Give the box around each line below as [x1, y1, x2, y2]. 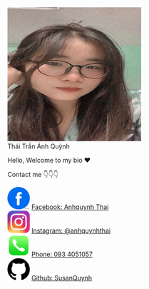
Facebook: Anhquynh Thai [31, 203, 109, 211]
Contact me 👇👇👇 [7, 171, 58, 178]
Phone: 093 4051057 [31, 250, 93, 258]
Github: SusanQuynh [31, 274, 93, 282]
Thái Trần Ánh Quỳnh [7, 142, 70, 151]
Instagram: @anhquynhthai [31, 226, 111, 235]
